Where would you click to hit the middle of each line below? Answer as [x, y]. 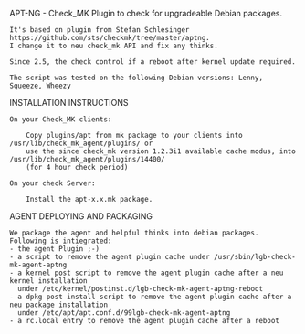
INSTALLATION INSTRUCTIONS [69, 103]
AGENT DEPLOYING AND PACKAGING [81, 216]
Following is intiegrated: [61, 241]
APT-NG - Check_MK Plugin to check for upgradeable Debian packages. [146, 13]
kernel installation [49, 281]
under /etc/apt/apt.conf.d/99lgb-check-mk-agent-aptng [124, 313]
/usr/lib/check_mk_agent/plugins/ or [81, 143]
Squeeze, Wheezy [40, 86]
